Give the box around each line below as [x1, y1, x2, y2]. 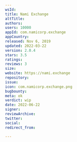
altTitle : [5, 16, 25, 21]
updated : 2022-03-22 [5, 43, 47, 48]
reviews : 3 [5, 61, 27, 66]
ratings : [5, 57, 23, 62]
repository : [5, 75, 29, 80]
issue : [5, 80, 18, 84]
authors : [5, 20, 23, 26]
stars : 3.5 [5, 52, 27, 58]
